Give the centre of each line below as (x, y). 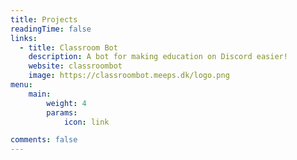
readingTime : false (51, 29)
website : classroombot (75, 66)
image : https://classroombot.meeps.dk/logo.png (129, 76)
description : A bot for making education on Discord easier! (158, 57)
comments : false (44, 140)
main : (40, 94)
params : (62, 112)
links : (24, 38)
